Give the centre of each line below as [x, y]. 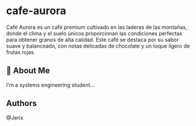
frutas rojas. [21, 52]
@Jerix [15, 117]
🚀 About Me [28, 71]
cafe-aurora [36, 11]
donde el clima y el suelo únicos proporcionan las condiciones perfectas [94, 33]
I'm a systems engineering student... [50, 85]
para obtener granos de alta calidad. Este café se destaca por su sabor [92, 39]
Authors [22, 103]
